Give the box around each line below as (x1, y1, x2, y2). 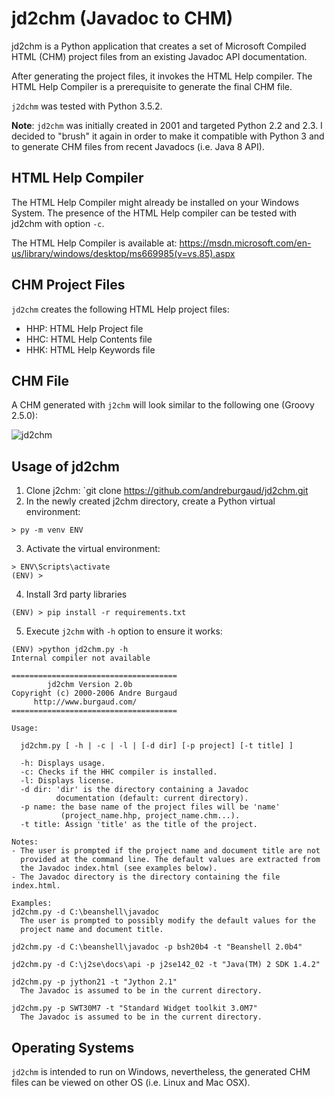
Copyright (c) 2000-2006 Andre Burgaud (11, 688, 178, 699)
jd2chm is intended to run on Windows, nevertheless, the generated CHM (11, 1066, 311, 1077)
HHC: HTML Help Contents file (25, 333, 153, 345)
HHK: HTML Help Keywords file (25, 343, 156, 356)
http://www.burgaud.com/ (33, 697, 138, 707)
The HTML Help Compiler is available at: (11, 237, 178, 249)
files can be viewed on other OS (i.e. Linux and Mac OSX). (11, 1077, 251, 1088)
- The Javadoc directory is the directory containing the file (11, 872, 281, 882)
